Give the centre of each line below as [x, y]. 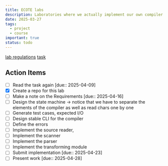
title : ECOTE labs [24, 10]
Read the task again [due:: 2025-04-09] [54, 85]
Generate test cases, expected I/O [48, 113]
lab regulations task [26, 57]
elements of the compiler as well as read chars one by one [73, 107]
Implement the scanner [36, 136]
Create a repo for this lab [38, 91]
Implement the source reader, [43, 130]
